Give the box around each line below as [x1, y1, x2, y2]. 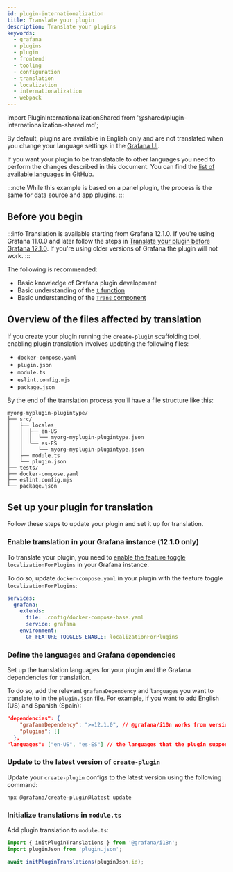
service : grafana [25, 621, 76, 628]
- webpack [13, 95, 42, 102]
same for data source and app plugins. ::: [7, 191, 125, 199]
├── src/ [7, 415, 33, 422]
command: [7, 780, 38, 788]
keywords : [7, 29, 36, 37]
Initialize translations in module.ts [7, 810, 122, 820]
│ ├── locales [7, 422, 54, 429]
